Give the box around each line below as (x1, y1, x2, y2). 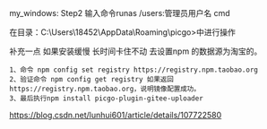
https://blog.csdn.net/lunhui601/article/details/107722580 (9, 110, 222, 120)
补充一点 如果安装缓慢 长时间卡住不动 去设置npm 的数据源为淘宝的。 (9, 46, 263, 56)
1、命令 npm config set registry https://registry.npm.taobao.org (9, 65, 258, 74)
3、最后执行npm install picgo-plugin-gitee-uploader (9, 94, 203, 103)
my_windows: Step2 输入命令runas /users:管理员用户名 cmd (9, 8, 230, 18)
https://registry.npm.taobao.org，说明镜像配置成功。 (9, 84, 201, 93)
